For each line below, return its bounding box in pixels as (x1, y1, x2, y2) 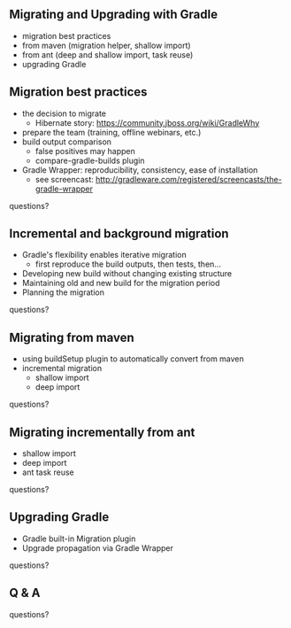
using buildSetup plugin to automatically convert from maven (21, 353, 245, 364)
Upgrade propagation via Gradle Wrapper (21, 542, 174, 553)
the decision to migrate (21, 108, 107, 119)
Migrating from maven (9, 330, 134, 345)
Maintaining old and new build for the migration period (21, 278, 220, 289)
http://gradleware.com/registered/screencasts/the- (96, 174, 282, 184)
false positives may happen (34, 145, 135, 156)
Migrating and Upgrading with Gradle (9, 7, 218, 22)
